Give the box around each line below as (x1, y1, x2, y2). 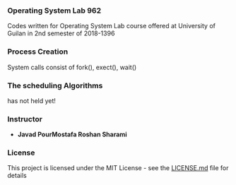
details (7, 172, 27, 180)
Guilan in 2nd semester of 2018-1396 (7, 29, 115, 37)
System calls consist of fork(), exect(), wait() (7, 63, 137, 71)
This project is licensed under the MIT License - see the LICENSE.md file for (7, 164, 229, 172)
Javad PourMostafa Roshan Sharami (17, 130, 127, 139)
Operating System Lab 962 (7, 6, 102, 16)
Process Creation (7, 47, 69, 56)
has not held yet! (7, 96, 57, 105)
